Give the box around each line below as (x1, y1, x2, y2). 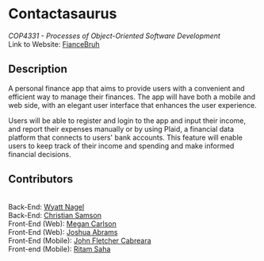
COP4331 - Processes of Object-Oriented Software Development (8, 31, 220, 40)
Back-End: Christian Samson (8, 210, 101, 220)
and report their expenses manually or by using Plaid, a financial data (8, 124, 234, 133)
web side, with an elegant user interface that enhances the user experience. (8, 100, 257, 109)
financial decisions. (8, 149, 71, 159)
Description (8, 63, 67, 76)
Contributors (8, 172, 74, 186)
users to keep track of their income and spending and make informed (8, 140, 235, 151)
